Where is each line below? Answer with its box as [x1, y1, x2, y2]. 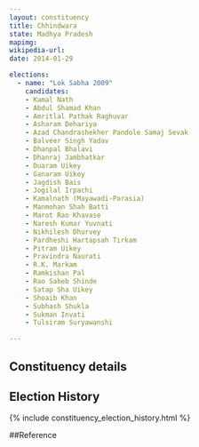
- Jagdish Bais [25, 178, 82, 187]
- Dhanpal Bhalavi [25, 145, 93, 154]
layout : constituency [9, 12, 90, 22]
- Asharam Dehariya [25, 120, 98, 129]
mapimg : [9, 37, 38, 47]
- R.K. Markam [25, 260, 77, 269]
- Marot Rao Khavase [25, 211, 101, 220]
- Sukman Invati [25, 310, 86, 319]
